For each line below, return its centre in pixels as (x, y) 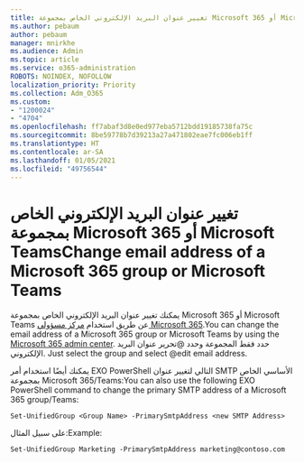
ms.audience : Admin (47, 51)
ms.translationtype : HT (55, 144)
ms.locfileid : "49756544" (59, 169)
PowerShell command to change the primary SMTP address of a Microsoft (148, 390)
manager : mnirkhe (43, 43)
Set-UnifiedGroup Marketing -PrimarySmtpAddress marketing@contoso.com (147, 449)
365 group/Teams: (45, 400)
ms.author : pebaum (45, 26)
